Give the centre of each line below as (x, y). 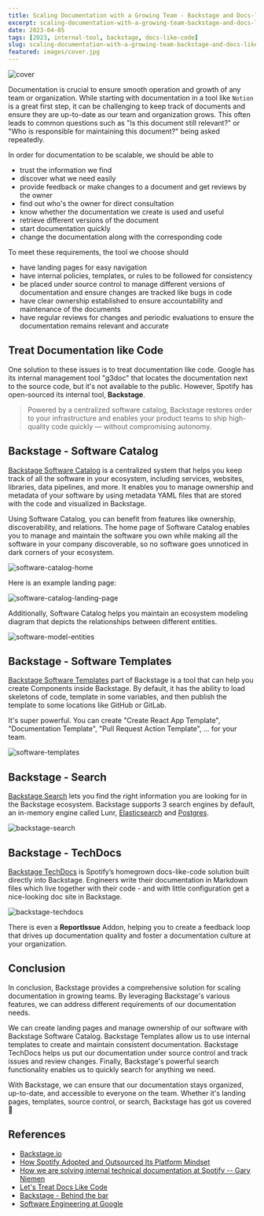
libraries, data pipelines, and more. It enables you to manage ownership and (131, 487)
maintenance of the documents (70, 309)
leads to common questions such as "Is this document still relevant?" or (124, 123)
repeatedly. (26, 140)
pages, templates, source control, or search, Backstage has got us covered (130, 1101)
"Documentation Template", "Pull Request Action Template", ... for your (123, 729)
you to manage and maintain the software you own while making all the (123, 535)
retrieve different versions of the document (89, 220)
